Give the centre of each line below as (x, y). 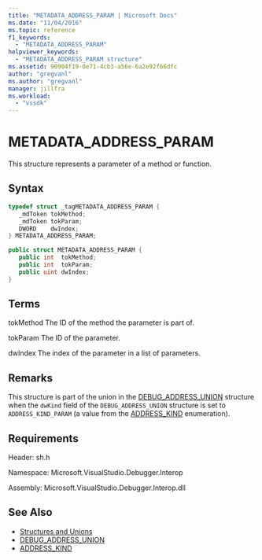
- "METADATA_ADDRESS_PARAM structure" (79, 60)
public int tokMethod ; (57, 258)
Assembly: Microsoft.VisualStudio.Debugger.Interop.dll (97, 488)
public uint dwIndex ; (54, 272)
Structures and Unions (56, 531)
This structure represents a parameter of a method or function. (110, 164)
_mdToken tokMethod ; (52, 214)
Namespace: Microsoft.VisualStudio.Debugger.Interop (96, 473)
